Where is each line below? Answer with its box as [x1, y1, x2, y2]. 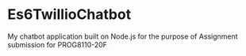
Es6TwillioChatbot [7, 6, 132, 24]
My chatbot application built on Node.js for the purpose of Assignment [7, 32, 239, 41]
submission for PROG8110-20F [7, 39, 108, 49]
